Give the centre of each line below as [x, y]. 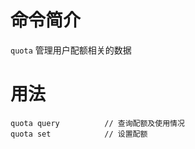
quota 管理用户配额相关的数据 [71, 50]
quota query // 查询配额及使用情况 [97, 123]
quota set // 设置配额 [79, 134]
